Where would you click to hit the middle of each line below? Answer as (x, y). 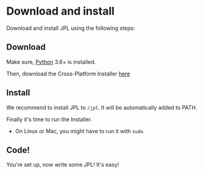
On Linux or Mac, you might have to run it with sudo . (80, 131)
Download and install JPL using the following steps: (71, 28)
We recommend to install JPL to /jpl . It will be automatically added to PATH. (102, 107)
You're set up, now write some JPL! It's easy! (63, 165)
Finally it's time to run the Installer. (49, 119)
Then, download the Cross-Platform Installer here (68, 74)
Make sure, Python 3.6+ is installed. (51, 61)
